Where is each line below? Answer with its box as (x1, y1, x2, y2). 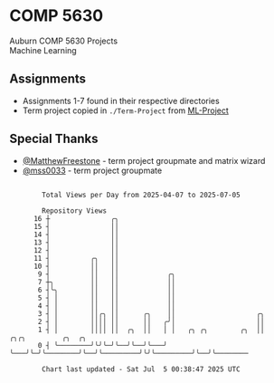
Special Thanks (9, 131, 99, 147)
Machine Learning (9, 44, 77, 55)
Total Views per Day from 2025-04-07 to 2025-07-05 (42, 190, 241, 199)
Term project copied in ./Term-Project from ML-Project (22, 105, 229, 116)
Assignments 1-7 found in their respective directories (22, 95, 220, 106)
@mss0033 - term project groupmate (22, 165, 163, 176)
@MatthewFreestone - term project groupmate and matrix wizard (22, 155, 266, 166)
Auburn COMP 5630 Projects (9, 35, 118, 46)
